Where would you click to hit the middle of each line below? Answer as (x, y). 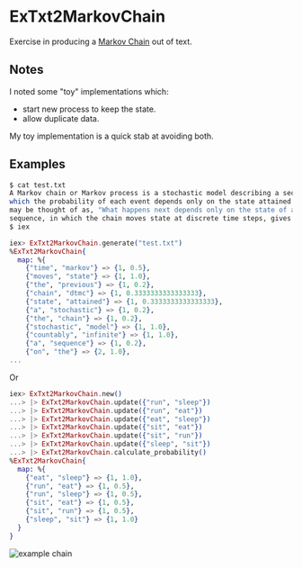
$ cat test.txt (38, 185)
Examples (37, 164)
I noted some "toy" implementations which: (89, 91)
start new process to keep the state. (89, 109)
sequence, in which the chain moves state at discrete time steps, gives (151, 219)
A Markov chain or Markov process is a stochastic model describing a (144, 194)
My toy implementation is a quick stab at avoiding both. (111, 136)
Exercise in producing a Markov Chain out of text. (101, 41)
